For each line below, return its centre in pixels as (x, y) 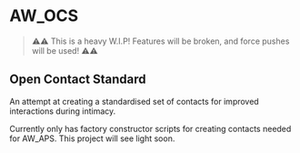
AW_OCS (44, 16)
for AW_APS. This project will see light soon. (92, 138)
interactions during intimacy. (63, 111)
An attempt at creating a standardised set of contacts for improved (134, 101)
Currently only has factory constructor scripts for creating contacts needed (150, 128)
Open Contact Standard (78, 80)
